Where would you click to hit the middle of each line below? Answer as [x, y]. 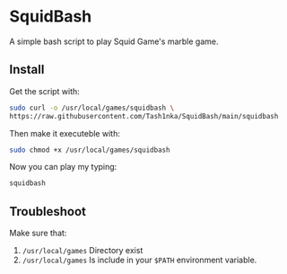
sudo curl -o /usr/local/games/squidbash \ [92, 108]
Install [27, 70]
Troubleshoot [48, 212]
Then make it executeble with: [65, 133]
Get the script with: [45, 91]
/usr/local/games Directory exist [83, 251]
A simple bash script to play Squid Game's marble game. [114, 41]
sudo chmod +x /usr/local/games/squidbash [90, 150]
